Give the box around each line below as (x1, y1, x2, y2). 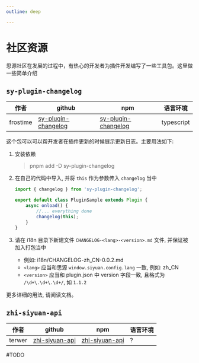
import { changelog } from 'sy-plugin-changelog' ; (14, 186, 143, 193)
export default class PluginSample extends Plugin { (14, 197, 148, 203)
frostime (9, 118, 33, 126)
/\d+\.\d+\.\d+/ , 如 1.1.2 (23, 278, 87, 285)
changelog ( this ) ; (36, 214, 79, 219)
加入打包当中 (14, 244, 46, 251)
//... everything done (36, 208, 92, 214)
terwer (9, 336, 28, 345)
